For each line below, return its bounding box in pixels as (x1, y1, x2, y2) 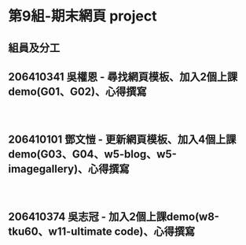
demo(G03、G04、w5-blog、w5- (8, 147, 177, 161)
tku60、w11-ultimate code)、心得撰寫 (8, 225, 195, 238)
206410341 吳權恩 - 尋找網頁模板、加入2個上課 (8, 70, 238, 84)
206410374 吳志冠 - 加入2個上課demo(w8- (8, 210, 220, 223)
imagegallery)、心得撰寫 (8, 162, 130, 176)
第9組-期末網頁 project (8, 7, 157, 25)
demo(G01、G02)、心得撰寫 (8, 84, 147, 98)
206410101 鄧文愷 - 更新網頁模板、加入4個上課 (8, 132, 237, 146)
